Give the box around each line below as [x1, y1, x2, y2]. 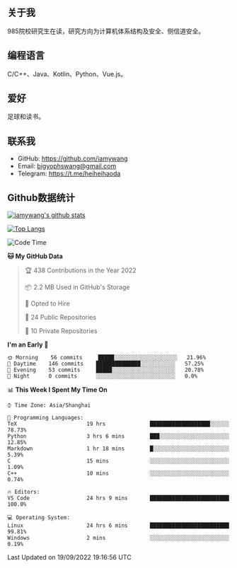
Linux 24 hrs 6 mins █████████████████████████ [7, 522, 230, 529]
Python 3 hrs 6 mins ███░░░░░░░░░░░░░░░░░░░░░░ [7, 433, 230, 440]
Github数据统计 [7, 192, 76, 204]
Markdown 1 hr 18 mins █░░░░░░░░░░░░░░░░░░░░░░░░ [7, 445, 230, 453]
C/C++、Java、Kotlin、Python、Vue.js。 [7, 69, 127, 78]
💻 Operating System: [7, 514, 71, 521]
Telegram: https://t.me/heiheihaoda [17, 169, 121, 178]
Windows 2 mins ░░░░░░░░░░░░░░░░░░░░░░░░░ [7, 535, 230, 542]
